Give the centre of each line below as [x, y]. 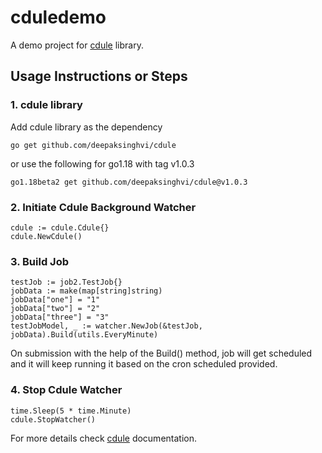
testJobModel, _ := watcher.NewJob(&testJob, [106, 326]
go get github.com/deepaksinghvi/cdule [93, 145]
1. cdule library [46, 105]
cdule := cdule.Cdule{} [60, 227]
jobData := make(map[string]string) [86, 291]
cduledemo [58, 17]
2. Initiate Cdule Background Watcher [103, 207]
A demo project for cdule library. [77, 45]
